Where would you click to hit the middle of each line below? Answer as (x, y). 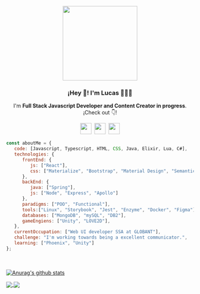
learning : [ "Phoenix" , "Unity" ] (54, 243)
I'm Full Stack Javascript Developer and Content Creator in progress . (100, 106)
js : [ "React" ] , (49, 165)
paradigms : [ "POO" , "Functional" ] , (66, 204)
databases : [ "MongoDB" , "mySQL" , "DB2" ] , (74, 215)
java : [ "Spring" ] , (53, 188)
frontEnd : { (37, 160)
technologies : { (34, 154)
